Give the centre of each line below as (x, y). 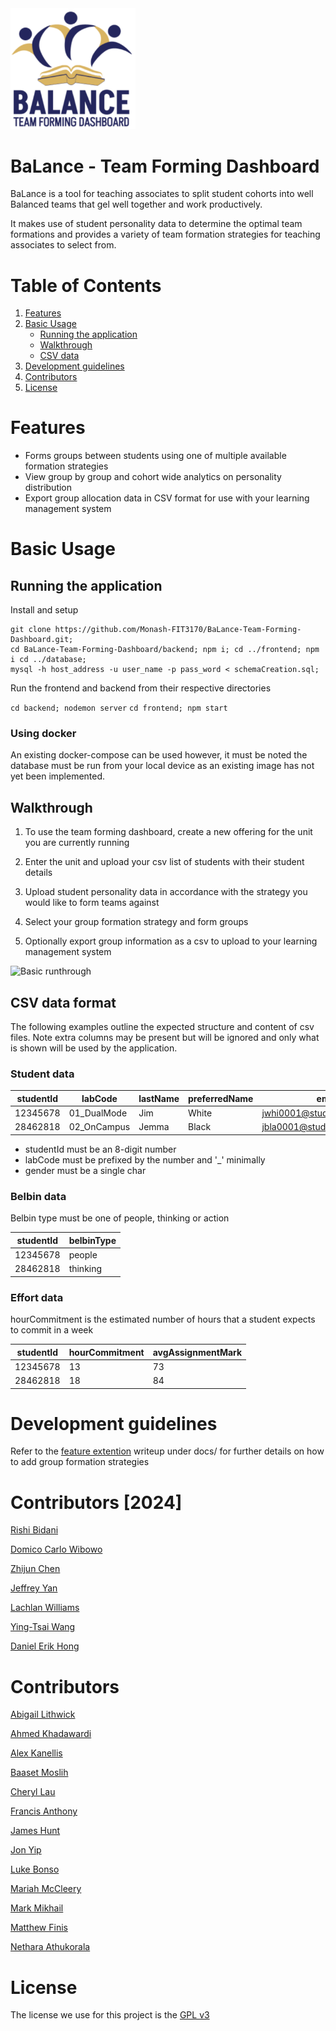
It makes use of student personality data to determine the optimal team (156, 224)
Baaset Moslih (39, 1773)
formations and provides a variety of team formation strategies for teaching (165, 234)
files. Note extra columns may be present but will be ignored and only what (165, 1038)
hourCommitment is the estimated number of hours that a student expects (163, 1319)
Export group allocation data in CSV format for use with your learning (167, 498)
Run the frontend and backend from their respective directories (141, 688)
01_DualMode (98, 1113)
